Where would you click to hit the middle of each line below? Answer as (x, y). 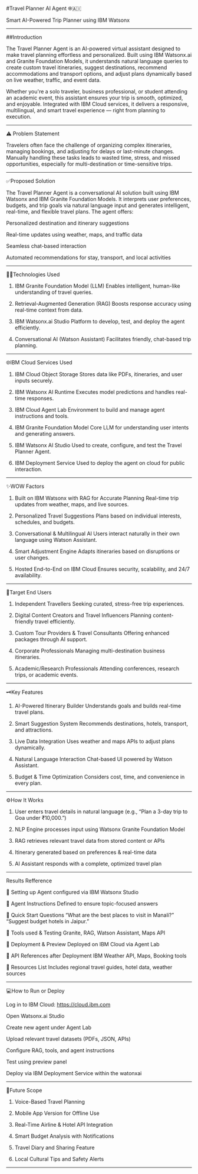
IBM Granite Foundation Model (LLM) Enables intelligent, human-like (98, 286)
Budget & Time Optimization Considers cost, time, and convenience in (100, 777)
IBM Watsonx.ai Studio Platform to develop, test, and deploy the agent (100, 321)
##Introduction (24, 37)
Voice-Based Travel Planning (50, 1102)
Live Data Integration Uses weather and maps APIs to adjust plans (95, 741)
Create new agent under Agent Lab (49, 1027)
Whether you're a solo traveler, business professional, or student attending (97, 91)
